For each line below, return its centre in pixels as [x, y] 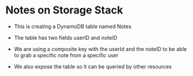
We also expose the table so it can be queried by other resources [93, 66]
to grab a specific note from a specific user [66, 55]
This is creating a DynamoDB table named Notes [72, 26]
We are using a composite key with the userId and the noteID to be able [100, 49]
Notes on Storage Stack [65, 10]
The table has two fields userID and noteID [66, 37]
